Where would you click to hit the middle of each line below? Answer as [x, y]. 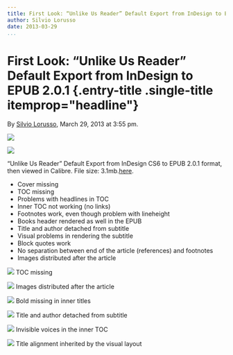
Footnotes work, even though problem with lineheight [93, 214]
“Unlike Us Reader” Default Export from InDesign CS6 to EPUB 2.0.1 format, [115, 164]
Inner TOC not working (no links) [64, 207]
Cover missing [38, 184]
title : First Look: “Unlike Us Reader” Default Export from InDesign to [114, 14]
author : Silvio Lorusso [42, 20]
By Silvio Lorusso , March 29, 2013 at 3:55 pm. [73, 124]
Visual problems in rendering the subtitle [75, 236]
